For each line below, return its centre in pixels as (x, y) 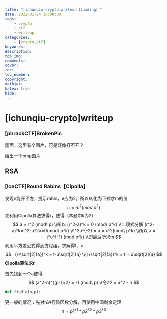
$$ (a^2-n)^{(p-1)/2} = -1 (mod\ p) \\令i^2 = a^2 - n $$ (84, 283)
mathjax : (14, 84)
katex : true (17, 88)
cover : (12, 65)
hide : (11, 93)
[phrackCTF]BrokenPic (34, 134)
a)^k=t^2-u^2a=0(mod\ (36, 231)
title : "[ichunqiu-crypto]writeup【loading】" (54, 10)
